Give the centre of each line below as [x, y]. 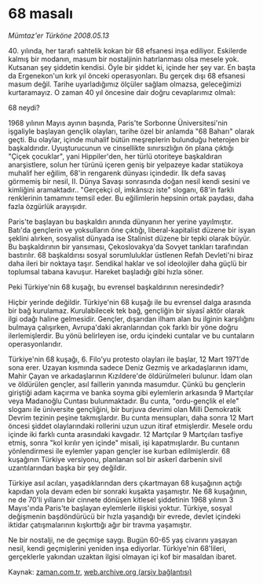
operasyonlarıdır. [35, 343]
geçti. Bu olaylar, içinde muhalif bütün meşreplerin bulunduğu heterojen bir [129, 139]
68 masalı [40, 14]
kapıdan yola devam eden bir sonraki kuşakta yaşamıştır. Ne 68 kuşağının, [128, 491]
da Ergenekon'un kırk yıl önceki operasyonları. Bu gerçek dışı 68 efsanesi [127, 75]
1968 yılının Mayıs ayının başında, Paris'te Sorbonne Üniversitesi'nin [118, 123]
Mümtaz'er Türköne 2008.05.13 [59, 35]
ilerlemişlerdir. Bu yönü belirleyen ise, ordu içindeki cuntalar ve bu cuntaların [131, 336]
